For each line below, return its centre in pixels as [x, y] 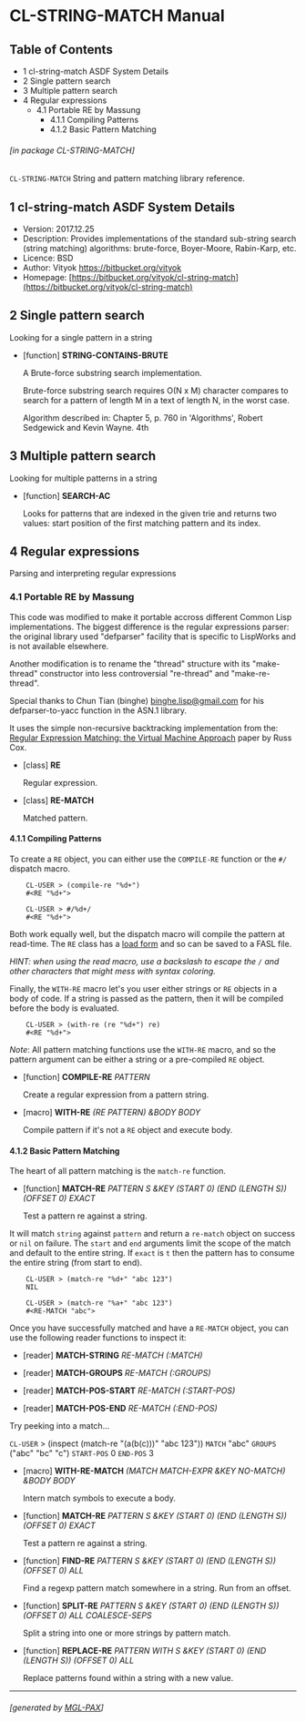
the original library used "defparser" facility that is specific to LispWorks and [153, 636]
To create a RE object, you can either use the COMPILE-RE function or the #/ [148, 859]
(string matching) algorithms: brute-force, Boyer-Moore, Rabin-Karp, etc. [159, 249]
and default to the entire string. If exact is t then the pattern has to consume [152, 1253]
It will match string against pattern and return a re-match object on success [153, 1234]
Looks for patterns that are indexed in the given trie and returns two [150, 513]
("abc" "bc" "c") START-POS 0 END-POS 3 [82, 1453]
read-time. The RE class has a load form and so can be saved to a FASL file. [151, 943]
